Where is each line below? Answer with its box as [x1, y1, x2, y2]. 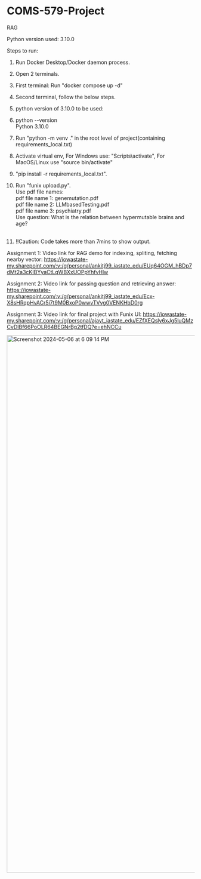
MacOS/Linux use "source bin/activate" [15, 158, 113, 165]
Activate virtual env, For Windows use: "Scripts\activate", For [15, 152, 165, 159]
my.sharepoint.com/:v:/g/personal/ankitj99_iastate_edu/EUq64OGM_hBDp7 [7, 262, 193, 269]
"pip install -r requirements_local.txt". [15, 170, 107, 177]
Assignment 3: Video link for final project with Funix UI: [7, 311, 142, 318]
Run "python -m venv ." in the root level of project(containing [15, 134, 166, 142]
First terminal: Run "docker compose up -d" [15, 82, 123, 89]
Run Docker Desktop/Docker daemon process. [15, 59, 130, 66]
